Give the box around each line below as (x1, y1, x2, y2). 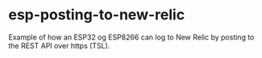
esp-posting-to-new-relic (8, 6, 185, 24)
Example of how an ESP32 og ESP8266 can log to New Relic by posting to (8, 32, 255, 42)
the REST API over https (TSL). (8, 40, 110, 50)
